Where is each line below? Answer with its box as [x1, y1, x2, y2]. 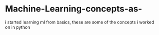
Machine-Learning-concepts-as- [5, 3, 142, 14]
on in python [5, 24, 31, 30]
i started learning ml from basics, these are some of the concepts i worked [5, 19, 155, 25]
